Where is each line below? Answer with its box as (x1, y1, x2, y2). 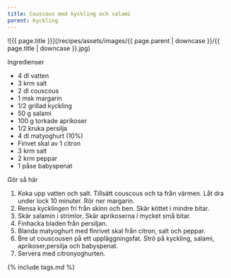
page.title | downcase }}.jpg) (7, 44, 90, 52)
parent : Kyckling (7, 17, 59, 24)
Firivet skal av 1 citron (17, 139, 81, 147)
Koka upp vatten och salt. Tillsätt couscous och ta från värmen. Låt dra (17, 189, 224, 197)
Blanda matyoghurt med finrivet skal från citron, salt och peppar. (17, 226, 206, 235)
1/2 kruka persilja (17, 124, 68, 132)
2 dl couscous (17, 86, 59, 95)
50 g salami (17, 109, 52, 117)
